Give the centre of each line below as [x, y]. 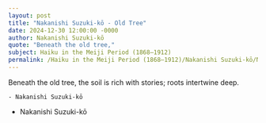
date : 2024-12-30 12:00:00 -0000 [63, 30]
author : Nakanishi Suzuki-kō [56, 38]
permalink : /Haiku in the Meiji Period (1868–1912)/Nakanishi [113, 60]
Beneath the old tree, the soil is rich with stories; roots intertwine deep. [124, 82]
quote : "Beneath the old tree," [61, 45]
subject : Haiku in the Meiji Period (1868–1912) [90, 52]
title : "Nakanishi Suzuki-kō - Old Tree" [78, 23]
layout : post [30, 15]
